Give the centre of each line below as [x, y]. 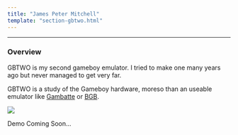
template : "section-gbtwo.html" [55, 21]
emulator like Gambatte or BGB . [53, 96]
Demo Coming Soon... [40, 123]
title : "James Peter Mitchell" [53, 14]
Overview [24, 52]
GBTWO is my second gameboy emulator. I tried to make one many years [114, 67]
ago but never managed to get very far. [64, 75]
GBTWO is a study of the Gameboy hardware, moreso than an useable [110, 89]
